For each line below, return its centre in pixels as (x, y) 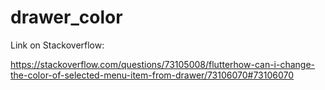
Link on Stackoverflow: (57, 45)
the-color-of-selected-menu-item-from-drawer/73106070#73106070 (152, 75)
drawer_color (66, 17)
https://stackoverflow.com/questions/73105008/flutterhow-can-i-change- (163, 64)
